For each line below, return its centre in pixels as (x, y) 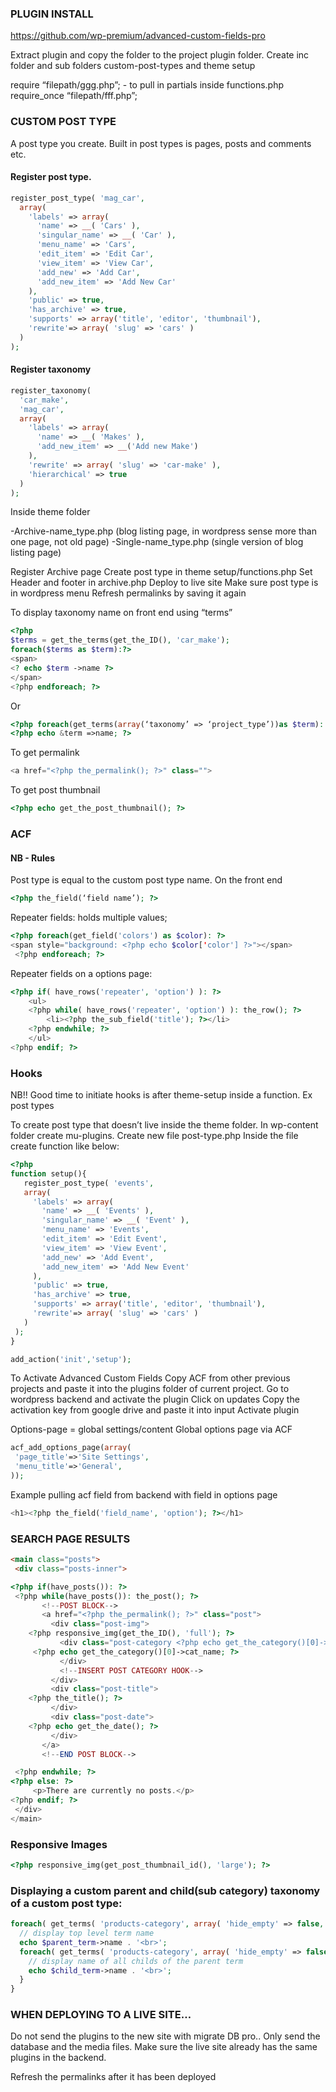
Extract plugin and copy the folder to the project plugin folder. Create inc (160, 55)
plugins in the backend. (58, 2058)
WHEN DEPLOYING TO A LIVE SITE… (101, 2015)
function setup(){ (48, 1173)
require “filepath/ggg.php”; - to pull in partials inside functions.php (147, 85)
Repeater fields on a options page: (81, 973)
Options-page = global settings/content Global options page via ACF (151, 1429)
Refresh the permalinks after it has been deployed (113, 2077)
